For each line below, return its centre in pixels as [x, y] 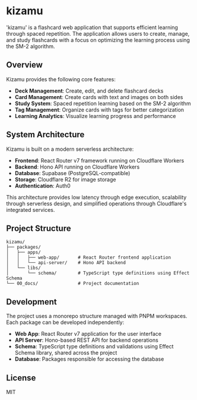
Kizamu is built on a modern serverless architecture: [70, 149]
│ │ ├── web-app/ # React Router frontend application [88, 258]
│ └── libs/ [24, 268]
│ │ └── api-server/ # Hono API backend [66, 263]
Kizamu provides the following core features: [61, 79]
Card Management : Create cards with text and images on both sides [99, 97]
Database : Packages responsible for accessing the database [89, 359]
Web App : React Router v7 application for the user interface [88, 334]
